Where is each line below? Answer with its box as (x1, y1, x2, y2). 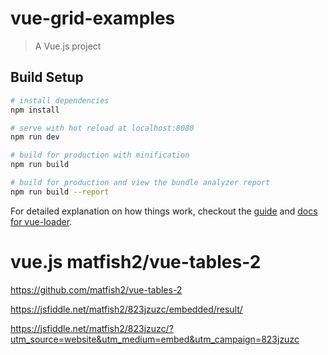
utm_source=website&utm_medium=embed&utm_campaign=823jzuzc (10, 333, 300, 345)
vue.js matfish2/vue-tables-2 (10, 250, 262, 273)
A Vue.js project (34, 40, 102, 52)
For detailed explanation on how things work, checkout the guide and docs (10, 205, 318, 217)
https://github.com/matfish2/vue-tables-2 (10, 283, 183, 296)
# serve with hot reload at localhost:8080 (10, 123, 195, 133)
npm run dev (10, 132, 60, 142)
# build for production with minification (10, 150, 190, 161)
